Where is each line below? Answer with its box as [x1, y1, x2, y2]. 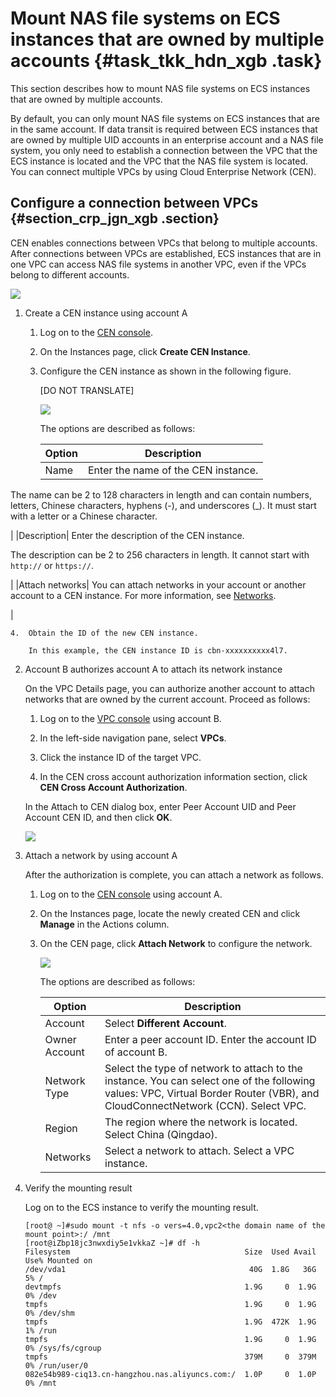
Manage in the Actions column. [39, 918, 170, 930]
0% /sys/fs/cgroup [24, 1343, 102, 1353]
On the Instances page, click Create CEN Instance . [39, 345, 251, 357]
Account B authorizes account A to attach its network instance [24, 663, 283, 675]
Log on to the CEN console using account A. [39, 888, 223, 900]
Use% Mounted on [24, 1255, 93, 1266]
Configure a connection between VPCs [10, 195, 259, 212]
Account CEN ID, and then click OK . [24, 811, 173, 823]
